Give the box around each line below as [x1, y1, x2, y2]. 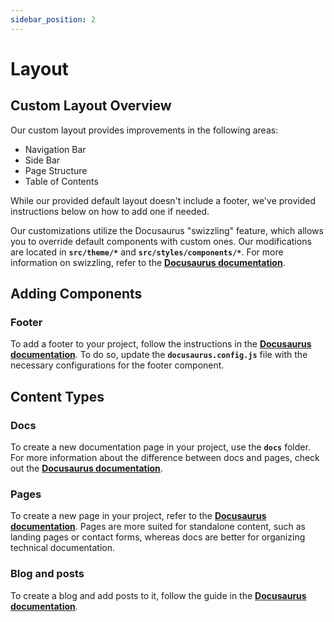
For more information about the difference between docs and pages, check [10, 452, 320, 463]
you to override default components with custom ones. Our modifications [10, 235, 312, 247]
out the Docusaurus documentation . [10, 462, 163, 474]
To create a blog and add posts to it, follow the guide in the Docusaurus [10, 589, 307, 601]
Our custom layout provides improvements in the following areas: [10, 124, 279, 136]
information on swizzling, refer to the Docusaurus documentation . [10, 256, 286, 268]
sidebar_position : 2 [10, 14, 97, 25]
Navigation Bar [24, 143, 87, 155]
